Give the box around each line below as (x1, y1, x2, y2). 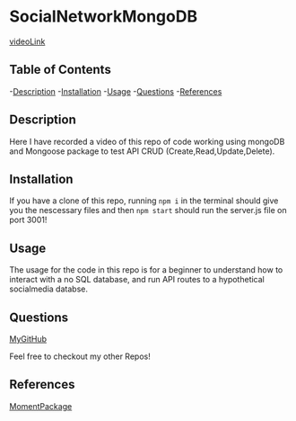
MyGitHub (9, 334, 48, 344)
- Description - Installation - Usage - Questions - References (9, 85, 222, 96)
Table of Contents (9, 62, 112, 77)
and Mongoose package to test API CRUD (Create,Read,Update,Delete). (9, 146, 275, 157)
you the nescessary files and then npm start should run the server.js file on (9, 205, 287, 216)
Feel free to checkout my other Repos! (9, 351, 151, 362)
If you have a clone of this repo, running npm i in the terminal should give (9, 195, 279, 206)
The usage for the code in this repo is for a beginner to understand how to (9, 264, 283, 275)
